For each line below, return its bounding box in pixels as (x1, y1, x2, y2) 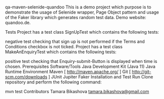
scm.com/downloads (5, 74, 47, 79)
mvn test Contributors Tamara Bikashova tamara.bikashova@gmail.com (5, 89, 149, 94)
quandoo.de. (5, 20, 31, 25)
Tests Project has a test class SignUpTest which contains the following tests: (5, 29, 159, 35)
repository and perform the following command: (5, 79, 102, 85)
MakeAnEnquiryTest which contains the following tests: (5, 49, 117, 55)
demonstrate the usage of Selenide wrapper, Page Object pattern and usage (5, 9, 159, 15)
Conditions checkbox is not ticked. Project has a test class (5, 44, 123, 49)
